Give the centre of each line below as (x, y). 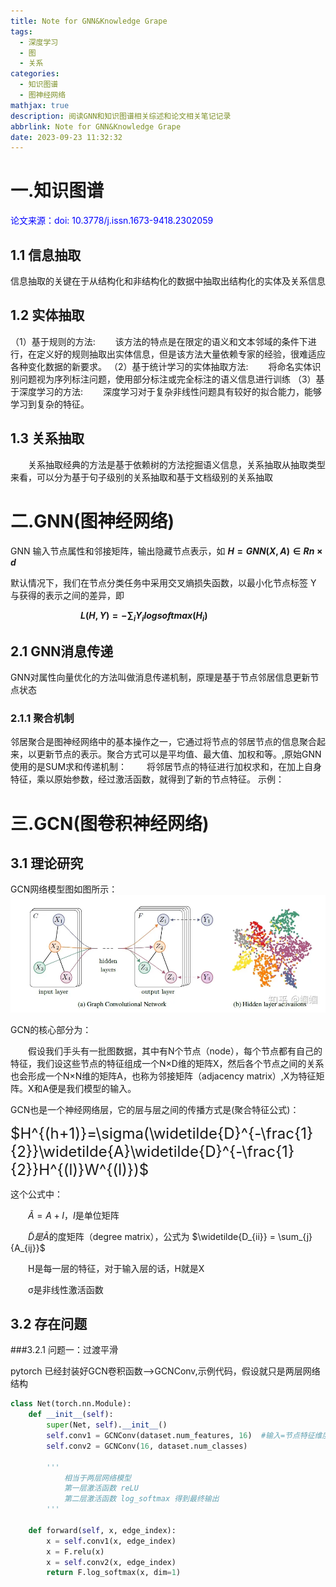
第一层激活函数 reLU (101, 1488)
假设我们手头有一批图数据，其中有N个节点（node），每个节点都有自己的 (175, 1051)
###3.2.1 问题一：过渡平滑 (64, 1350)
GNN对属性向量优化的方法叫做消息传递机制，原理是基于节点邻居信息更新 (160, 677)
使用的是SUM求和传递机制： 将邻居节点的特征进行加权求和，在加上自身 (166, 767)
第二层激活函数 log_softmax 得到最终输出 (141, 1499)
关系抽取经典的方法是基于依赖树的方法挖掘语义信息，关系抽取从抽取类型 (177, 464)
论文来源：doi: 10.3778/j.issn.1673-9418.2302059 (112, 221)
